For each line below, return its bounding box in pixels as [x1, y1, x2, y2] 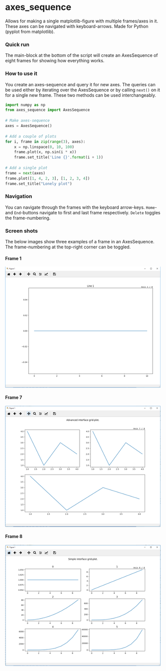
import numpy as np [5, 102, 46, 107]
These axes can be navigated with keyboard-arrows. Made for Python [5, 23, 149, 29]
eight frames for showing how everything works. [5, 58, 105, 64]
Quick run [5, 41, 30, 48]
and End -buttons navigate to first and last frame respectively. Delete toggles [5, 209, 161, 215]
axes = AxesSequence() [5, 124, 52, 129]
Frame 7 [5, 394, 22, 400]
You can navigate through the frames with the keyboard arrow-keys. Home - [5, 204, 158, 210]
